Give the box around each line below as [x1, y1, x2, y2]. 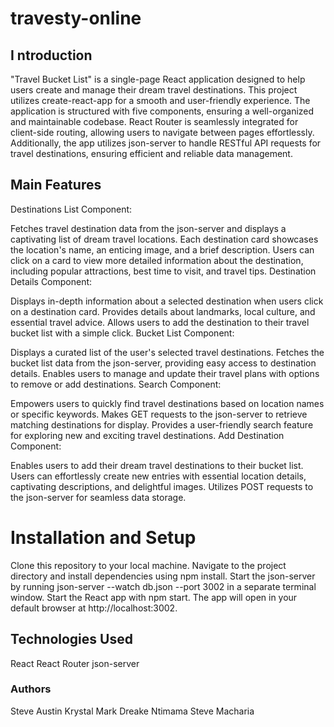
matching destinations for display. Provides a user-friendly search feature [10, 418, 314, 431]
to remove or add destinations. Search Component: [10, 378, 222, 390]
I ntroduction [10, 47, 93, 64]
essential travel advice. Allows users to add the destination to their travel [10, 316, 310, 328]
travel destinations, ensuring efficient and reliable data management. [10, 148, 293, 159]
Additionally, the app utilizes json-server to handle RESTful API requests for [10, 137, 322, 149]
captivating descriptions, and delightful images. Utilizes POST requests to [10, 480, 314, 492]
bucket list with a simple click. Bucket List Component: [10, 327, 235, 339]
